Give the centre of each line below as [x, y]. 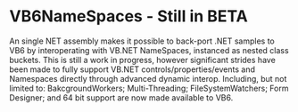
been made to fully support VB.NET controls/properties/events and [132, 69]
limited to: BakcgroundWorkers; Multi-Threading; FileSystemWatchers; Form [149, 88]
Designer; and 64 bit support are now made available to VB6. [121, 97]
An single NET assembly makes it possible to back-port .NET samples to [142, 41]
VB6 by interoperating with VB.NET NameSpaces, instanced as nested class [149, 50]
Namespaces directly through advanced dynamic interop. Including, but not [148, 78]
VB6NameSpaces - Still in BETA [128, 16]
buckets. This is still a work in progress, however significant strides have [143, 60]
